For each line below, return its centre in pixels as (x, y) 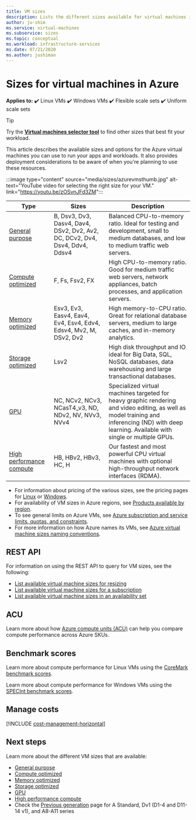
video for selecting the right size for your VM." (99, 186)
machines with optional (140, 461)
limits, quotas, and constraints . (51, 521)
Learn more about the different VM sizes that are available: (77, 756)
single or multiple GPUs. (142, 437)
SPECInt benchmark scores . (40, 691)
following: (18, 572)
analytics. (122, 337)
